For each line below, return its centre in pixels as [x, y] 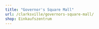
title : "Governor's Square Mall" [40, 10]
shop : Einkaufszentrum [28, 19]
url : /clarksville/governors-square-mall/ [49, 14]
